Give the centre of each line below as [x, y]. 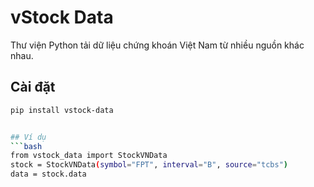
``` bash [26, 146]
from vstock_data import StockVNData [89, 156]
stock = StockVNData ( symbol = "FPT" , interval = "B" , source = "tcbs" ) [149, 165]
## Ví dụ [28, 137]
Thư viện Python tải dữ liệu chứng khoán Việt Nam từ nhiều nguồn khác [157, 45]
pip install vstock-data [62, 110]
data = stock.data [48, 174]
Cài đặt [33, 87]
